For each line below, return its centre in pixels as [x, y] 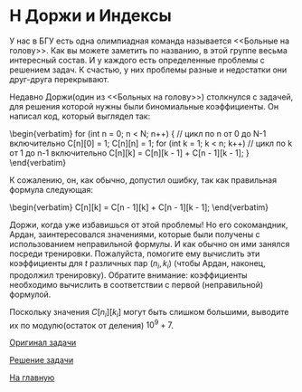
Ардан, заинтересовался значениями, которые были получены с [135, 234]
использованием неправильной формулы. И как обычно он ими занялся [150, 244]
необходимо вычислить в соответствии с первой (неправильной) [137, 284]
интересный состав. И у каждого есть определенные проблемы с [137, 60]
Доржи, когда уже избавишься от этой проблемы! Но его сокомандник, [149, 225]
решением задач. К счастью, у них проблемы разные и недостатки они [148, 70]
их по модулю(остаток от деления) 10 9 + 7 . [92, 324]
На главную [32, 378]
